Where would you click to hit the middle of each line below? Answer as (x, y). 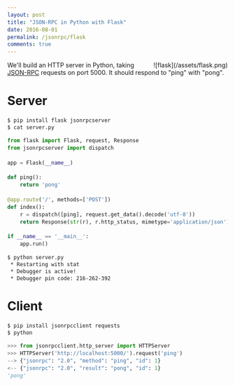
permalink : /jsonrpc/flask (47, 37)
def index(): (26, 207)
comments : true (29, 44)
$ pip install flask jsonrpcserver (59, 120)
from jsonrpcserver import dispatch (60, 148)
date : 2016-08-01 (33, 29)
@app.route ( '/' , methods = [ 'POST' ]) (59, 200)
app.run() (34, 244)
